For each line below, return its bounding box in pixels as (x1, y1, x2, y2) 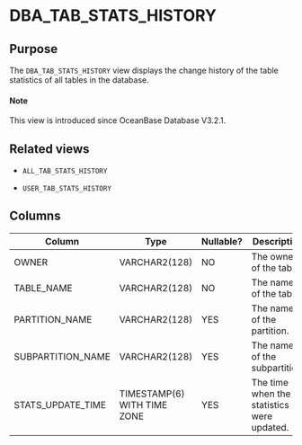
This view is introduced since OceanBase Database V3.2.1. (9, 115, 226, 126)
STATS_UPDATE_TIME (13, 398, 106, 411)
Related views (9, 141, 90, 156)
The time (251, 376, 289, 388)
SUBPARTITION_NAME (13, 350, 111, 362)
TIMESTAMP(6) (119, 387, 185, 400)
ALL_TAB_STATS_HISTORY (22, 167, 108, 176)
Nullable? (200, 235, 243, 247)
